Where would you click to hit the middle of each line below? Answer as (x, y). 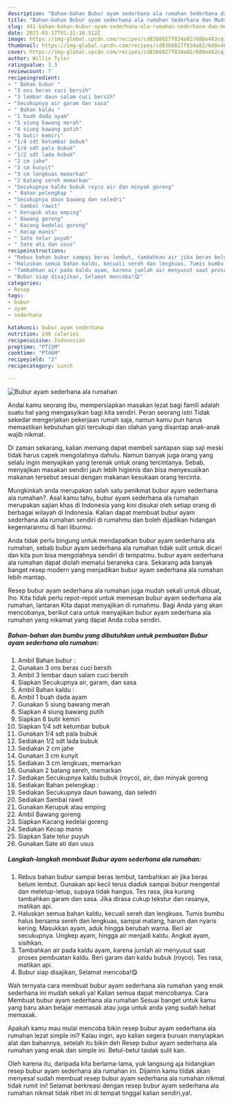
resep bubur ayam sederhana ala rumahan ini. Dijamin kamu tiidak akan (109, 1071)
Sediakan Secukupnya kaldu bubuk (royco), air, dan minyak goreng (113, 778)
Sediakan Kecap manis (50, 829)
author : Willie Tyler (39, 59)
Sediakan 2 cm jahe (46, 748)
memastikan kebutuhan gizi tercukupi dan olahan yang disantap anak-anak (114, 427)
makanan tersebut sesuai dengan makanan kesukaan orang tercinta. (105, 477)
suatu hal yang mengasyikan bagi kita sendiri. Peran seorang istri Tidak (109, 412)
